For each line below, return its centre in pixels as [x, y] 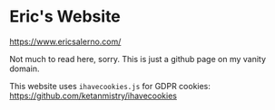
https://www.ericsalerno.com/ [65, 41]
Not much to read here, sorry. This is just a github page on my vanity [137, 59]
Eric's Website [65, 17]
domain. [25, 69]
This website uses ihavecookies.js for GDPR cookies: [110, 86]
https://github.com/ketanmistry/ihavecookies [93, 96]
